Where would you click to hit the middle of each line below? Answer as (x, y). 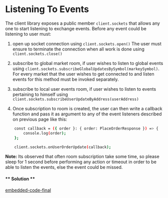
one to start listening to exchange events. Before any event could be (76, 28)
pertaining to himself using (40, 94)
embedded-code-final (28, 190)
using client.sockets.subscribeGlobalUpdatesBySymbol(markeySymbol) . (86, 69)
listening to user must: (28, 34)
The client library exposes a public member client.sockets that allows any (82, 23)
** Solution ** (20, 179)
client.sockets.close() (37, 54)
